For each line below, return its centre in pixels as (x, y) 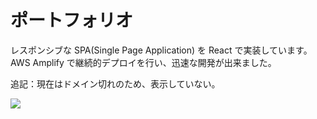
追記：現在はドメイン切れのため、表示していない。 (115, 83)
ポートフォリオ (72, 20)
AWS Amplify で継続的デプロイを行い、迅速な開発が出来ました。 (143, 62)
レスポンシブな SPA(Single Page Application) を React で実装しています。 (161, 50)
